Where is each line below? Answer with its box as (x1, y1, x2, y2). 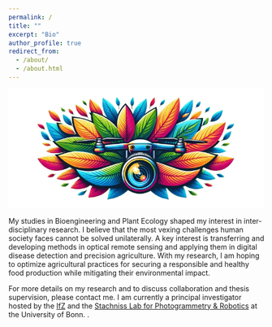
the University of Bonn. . (8, 309, 90, 319)
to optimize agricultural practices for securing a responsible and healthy (8, 259, 250, 268)
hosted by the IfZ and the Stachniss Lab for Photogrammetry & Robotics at (8, 301, 257, 311)
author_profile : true (8, 39, 82, 47)
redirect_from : (8, 47, 60, 56)
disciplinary (8, 225, 47, 234)
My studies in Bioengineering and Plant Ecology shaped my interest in (8, 216, 242, 225)
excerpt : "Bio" (8, 30, 60, 38)
